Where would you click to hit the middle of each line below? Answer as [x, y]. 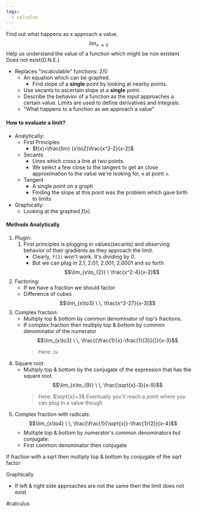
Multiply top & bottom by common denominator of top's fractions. [103, 318]
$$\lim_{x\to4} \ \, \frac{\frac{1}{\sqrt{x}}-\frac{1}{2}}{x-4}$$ [103, 423]
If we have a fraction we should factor [69, 288]
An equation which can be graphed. [67, 78]
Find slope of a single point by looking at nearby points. [100, 84]
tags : [13, 12]
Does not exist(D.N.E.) [33, 60]
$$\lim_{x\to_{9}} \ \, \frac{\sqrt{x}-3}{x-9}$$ [107, 385]
